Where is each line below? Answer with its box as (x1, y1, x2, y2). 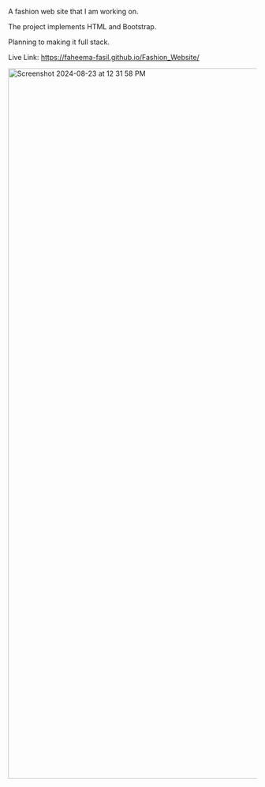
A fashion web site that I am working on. (8, 7, 139, 16)
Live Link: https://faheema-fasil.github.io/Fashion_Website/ (8, 53, 200, 62)
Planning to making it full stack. (8, 37, 110, 47)
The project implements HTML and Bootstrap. (8, 22, 157, 31)
